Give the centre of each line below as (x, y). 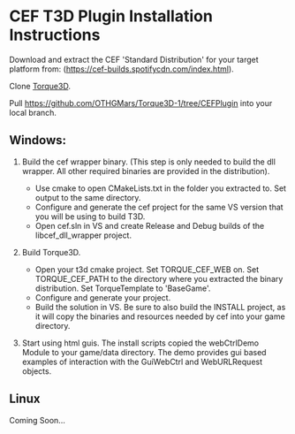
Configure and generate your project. (103, 297)
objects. (37, 371)
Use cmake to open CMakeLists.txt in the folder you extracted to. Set (161, 188)
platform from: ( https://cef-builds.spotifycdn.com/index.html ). (121, 69)
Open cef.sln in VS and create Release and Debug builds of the (150, 225)
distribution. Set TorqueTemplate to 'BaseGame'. (123, 288)
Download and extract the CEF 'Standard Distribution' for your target (134, 59)
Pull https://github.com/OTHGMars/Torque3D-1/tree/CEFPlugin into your (141, 103)
